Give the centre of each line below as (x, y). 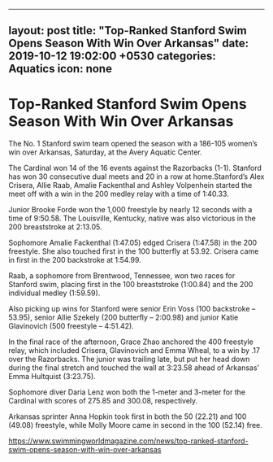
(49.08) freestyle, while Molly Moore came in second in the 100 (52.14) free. (135, 425)
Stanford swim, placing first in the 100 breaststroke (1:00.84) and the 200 (131, 285)
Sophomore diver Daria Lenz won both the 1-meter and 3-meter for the (127, 392)
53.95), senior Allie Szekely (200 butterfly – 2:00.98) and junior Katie (123, 317)
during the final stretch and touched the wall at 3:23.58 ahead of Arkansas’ (134, 368)
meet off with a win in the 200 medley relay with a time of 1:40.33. (119, 194)
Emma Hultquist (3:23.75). (52, 377)
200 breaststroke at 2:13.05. (56, 227)
